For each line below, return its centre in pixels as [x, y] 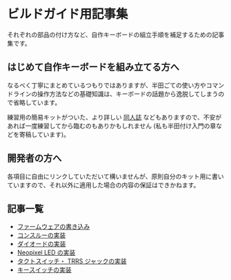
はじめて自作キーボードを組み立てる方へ [93, 67]
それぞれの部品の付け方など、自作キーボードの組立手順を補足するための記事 [116, 35]
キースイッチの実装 [44, 270]
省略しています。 [37, 102]
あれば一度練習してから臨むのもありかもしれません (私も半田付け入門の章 [112, 126]
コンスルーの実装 [41, 235]
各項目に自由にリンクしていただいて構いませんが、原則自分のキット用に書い [115, 176]
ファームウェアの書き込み [53, 227]
